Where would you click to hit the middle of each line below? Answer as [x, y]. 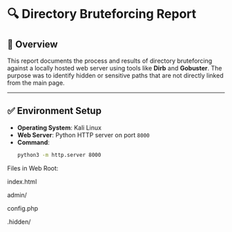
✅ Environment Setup [55, 111]
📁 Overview [32, 44]
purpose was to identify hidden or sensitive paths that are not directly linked [115, 75]
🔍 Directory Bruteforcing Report [102, 14]
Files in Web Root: [33, 168]
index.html [22, 182]
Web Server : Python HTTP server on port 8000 [83, 135]
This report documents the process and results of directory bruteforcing [110, 61]
